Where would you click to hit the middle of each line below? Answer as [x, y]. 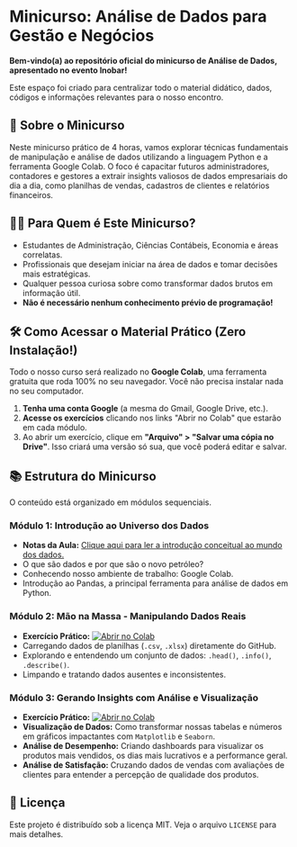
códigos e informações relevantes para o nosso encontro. [117, 97]
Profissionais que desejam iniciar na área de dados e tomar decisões [150, 264]
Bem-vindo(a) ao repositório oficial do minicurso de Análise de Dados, [143, 60]
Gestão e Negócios [82, 36]
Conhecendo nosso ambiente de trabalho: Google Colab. [128, 574]
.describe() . [46, 664]
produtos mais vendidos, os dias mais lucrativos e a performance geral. [155, 756]
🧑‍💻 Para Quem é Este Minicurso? [103, 224]
